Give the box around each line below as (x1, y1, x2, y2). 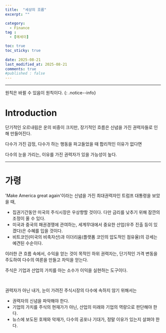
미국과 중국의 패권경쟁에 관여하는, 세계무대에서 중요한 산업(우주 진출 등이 (12, 222, 153, 227)
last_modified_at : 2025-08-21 (5, 62, 68, 67)
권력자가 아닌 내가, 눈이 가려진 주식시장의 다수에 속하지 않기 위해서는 (5, 288, 137, 293)
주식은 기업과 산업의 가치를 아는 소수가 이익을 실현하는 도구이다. (5, 267, 128, 273)
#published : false (5, 71, 45, 76)
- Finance (9, 25, 30, 30)
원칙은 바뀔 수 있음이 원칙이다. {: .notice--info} (5, 90, 96, 96)
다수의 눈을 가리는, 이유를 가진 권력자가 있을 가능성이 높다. (5, 152, 117, 158)
